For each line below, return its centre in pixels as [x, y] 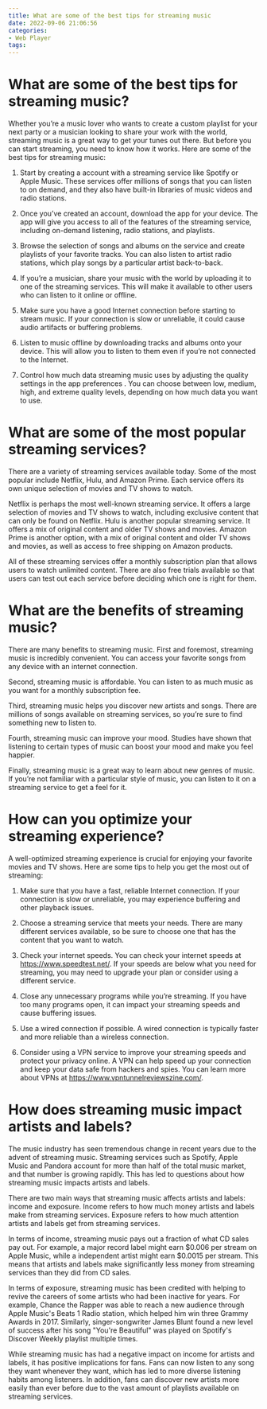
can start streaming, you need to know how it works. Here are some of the [130, 149]
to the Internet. [44, 360]
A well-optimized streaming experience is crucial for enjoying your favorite [130, 858]
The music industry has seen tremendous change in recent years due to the [132, 1148]
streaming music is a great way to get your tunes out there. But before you [130, 141]
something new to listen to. [52, 722]
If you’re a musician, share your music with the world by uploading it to [135, 278]
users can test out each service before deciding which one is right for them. [132, 578]
